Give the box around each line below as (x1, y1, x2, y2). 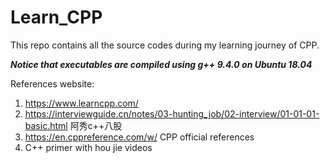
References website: (10, 77, 95, 90)
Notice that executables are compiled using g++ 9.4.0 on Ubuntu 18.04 (10, 58, 313, 70)
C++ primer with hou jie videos (24, 141, 153, 153)
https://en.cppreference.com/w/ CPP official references (24, 131, 255, 143)
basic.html (24, 119, 68, 131)
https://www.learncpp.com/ (24, 97, 139, 109)
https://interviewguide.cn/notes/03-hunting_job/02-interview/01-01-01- (24, 107, 320, 120)
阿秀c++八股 (69, 119, 123, 131)
